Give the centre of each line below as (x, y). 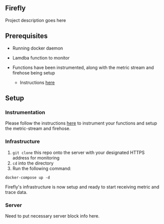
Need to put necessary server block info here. (52, 216)
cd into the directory (33, 163)
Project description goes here (36, 20)
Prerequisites (26, 36)
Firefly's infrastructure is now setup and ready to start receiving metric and (82, 186)
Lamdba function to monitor (41, 57)
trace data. (16, 192)
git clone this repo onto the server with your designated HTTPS (79, 152)
